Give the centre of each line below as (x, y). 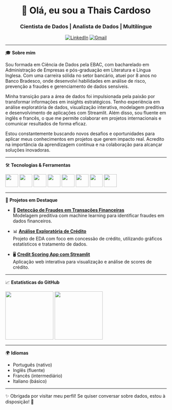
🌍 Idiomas (17, 353)
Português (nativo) (32, 365)
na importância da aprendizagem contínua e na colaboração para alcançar (84, 145)
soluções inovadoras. (28, 150)
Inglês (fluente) (29, 370)
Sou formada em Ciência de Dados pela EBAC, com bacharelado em (77, 65)
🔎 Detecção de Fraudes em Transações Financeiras (68, 210)
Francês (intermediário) (37, 376)
